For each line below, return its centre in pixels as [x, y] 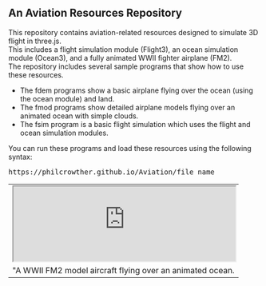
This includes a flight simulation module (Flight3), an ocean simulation [123, 49]
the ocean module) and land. [67, 98]
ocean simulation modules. [64, 133]
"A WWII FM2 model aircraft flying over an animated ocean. [123, 270]
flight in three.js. [35, 41]
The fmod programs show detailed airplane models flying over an [127, 107]
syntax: [20, 157]
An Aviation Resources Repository [95, 13]
